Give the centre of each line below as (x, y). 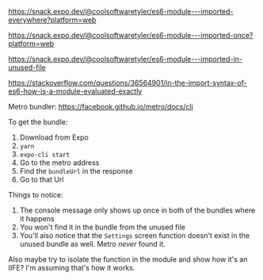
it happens (37, 219)
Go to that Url (42, 179)
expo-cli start (45, 155)
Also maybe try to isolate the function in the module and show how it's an (128, 259)
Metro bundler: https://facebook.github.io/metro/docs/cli (101, 107)
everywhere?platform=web (52, 20)
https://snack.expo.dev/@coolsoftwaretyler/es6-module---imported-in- (126, 59)
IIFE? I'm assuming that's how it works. (72, 268)
